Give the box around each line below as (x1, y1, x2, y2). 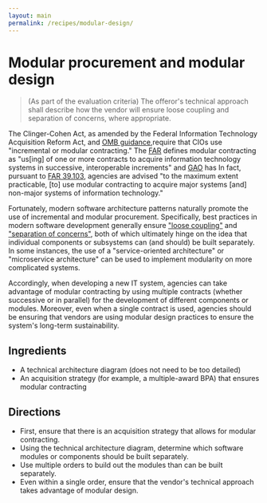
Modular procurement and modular (8, 53, 245, 72)
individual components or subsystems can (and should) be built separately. (8, 238, 255, 247)
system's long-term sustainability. (8, 320, 120, 331)
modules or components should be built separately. (19, 452, 189, 462)
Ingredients (8, 344, 67, 357)
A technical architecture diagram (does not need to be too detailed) (19, 365, 241, 375)
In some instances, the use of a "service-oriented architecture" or (8, 246, 225, 256)
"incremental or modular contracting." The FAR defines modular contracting (8, 146, 257, 155)
